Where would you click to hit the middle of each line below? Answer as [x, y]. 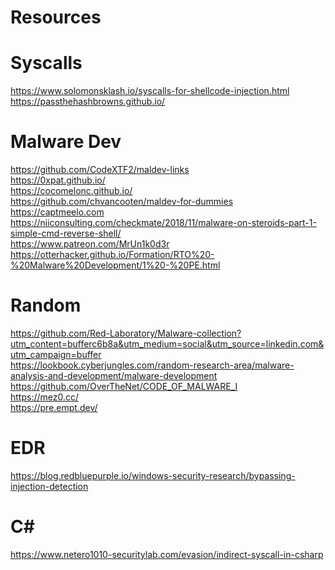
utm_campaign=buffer [56, 354]
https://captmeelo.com [57, 212]
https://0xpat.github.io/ [58, 180]
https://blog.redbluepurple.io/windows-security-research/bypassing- [153, 475]
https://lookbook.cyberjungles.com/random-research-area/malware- [152, 365]
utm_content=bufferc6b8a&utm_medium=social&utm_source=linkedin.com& [167, 344]
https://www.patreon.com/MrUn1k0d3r [90, 244]
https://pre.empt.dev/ [54, 407]
